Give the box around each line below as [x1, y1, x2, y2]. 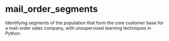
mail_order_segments [5, 3, 98, 15]
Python [5, 30, 20, 36]
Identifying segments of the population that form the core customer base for [5, 20, 164, 26]
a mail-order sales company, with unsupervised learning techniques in [5, 25, 151, 31]
